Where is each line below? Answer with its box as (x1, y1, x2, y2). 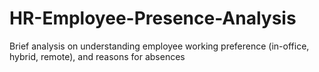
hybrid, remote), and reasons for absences (9, 50, 186, 62)
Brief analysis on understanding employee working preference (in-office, (9, 40, 310, 52)
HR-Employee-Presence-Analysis (9, 7, 297, 30)
